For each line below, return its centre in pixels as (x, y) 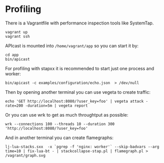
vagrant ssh (17, 36)
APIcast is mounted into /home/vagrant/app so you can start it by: (72, 45)
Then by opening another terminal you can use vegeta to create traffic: (78, 92)
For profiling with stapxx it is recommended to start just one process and (80, 68)
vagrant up (16, 32)
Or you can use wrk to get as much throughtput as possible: (67, 115)
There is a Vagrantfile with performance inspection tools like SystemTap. (80, 23)
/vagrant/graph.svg (25, 156)
